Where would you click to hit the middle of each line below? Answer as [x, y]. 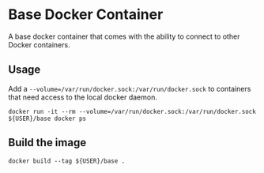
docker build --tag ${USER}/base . [67, 161]
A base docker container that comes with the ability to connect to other [124, 36]
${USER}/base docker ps [47, 118]
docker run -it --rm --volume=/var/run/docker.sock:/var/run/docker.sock [132, 111]
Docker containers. [39, 44]
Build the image [47, 143]
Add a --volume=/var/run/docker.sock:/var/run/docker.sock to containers [130, 88]
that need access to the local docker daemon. [83, 97]
